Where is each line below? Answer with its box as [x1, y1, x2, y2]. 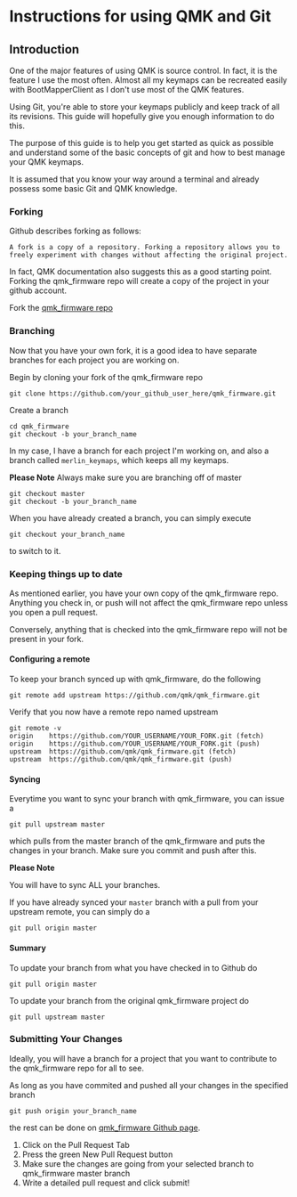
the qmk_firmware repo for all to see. [9, 1063, 145, 1073]
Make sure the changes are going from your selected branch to [21, 1158, 254, 1168]
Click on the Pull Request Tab [21, 1139, 131, 1150]
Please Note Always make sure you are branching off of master [9, 472, 242, 483]
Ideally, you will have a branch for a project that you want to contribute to [9, 1053, 277, 1063]
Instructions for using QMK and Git [9, 6, 271, 27]
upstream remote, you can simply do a [9, 907, 150, 917]
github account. [9, 285, 68, 296]
